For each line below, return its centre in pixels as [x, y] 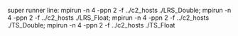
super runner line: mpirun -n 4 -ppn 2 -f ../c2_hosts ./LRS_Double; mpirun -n [119, 10]
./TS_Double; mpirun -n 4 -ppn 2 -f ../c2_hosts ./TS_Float [91, 25]
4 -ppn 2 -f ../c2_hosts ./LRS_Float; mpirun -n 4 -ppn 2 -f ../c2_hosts [108, 18]
